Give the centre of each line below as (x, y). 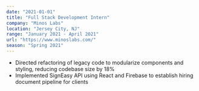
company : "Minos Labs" (35, 23)
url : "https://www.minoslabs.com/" (51, 40)
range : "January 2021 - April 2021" (52, 34)
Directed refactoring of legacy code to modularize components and (99, 62)
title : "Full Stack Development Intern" (58, 17)
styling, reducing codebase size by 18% (65, 69)
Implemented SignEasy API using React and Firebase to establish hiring (104, 75)
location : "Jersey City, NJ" (43, 29)
